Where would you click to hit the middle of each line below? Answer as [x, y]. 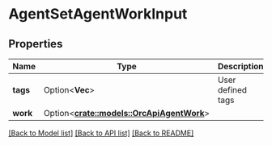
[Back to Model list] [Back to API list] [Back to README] [101, 133]
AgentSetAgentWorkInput [98, 14]
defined [232, 90]
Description [241, 66]
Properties [36, 44]
